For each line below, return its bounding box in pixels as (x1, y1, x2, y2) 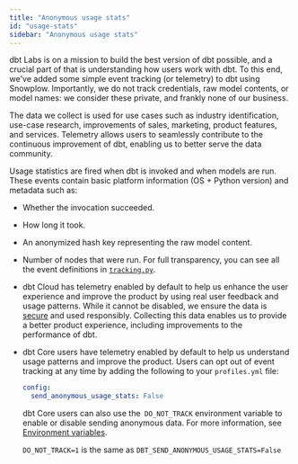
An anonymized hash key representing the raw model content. (22, 237, 253, 248)
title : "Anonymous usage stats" (9, 13, 130, 22)
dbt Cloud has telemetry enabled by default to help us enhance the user (22, 281, 289, 292)
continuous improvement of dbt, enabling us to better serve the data (9, 138, 262, 149)
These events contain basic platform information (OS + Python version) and (9, 175, 289, 186)
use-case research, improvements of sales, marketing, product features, (9, 120, 277, 130)
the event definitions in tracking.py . (22, 264, 156, 275)
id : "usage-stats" (9, 22, 78, 31)
